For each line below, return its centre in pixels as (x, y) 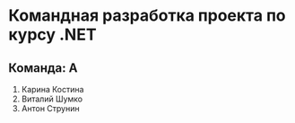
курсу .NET (52, 35)
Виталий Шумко (52, 99)
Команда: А (43, 68)
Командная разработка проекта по (147, 16)
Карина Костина (52, 89)
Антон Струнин (50, 108)
